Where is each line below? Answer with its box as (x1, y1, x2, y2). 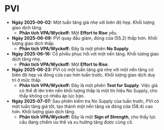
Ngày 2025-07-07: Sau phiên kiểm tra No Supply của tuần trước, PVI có (11, 98, 159, 104)
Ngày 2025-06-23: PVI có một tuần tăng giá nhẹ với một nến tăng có (11, 66, 154, 72)
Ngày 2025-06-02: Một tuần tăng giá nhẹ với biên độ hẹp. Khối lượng (11, 19, 155, 25)
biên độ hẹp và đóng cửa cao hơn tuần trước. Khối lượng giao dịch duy (11, 72, 156, 78)
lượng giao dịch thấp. (11, 40, 55, 46)
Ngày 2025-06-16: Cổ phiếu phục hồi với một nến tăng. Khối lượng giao (11, 50, 159, 57)
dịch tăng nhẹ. (11, 56, 41, 62)
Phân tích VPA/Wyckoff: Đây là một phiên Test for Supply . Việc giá (19, 82, 158, 88)
